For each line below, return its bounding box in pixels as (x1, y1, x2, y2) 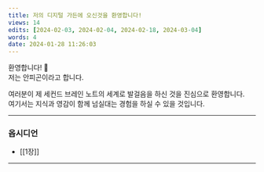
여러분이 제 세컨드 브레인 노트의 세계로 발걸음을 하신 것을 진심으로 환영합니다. (8, 89, 245, 99)
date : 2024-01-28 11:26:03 (8, 41, 97, 48)
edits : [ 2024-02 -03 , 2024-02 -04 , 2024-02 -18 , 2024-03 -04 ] (8, 26, 202, 34)
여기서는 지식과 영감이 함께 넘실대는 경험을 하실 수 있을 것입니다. (8, 99, 206, 109)
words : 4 (8, 33, 37, 41)
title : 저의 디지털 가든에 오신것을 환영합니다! (8, 11, 142, 20)
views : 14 (8, 19, 41, 27)
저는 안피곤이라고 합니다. (8, 73, 84, 82)
